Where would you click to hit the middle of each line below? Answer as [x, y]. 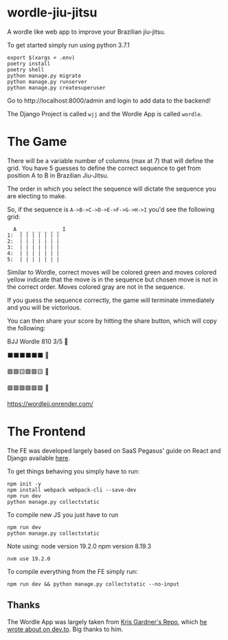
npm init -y [24, 484]
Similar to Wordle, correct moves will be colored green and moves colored [112, 272]
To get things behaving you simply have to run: [73, 471]
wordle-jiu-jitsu [52, 13]
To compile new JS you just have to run [63, 515]
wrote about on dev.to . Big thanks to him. [65, 629]
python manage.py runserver [47, 82]
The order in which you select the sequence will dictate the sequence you [112, 189]
